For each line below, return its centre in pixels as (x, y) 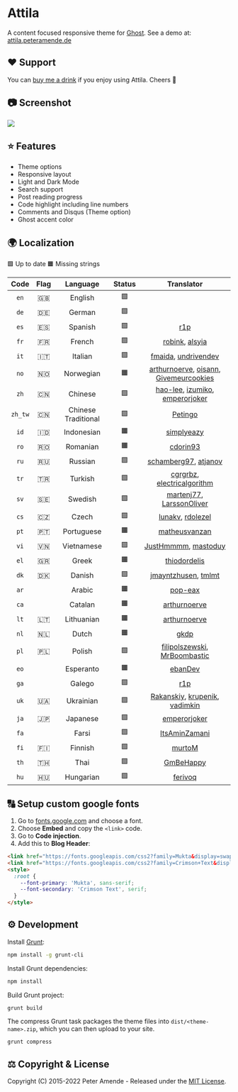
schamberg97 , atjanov (185, 461)
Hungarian (82, 777)
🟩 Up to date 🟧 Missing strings (54, 264)
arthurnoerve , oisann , (185, 369)
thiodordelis (185, 561)
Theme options (40, 167)
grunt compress (30, 1042)
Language (82, 284)
